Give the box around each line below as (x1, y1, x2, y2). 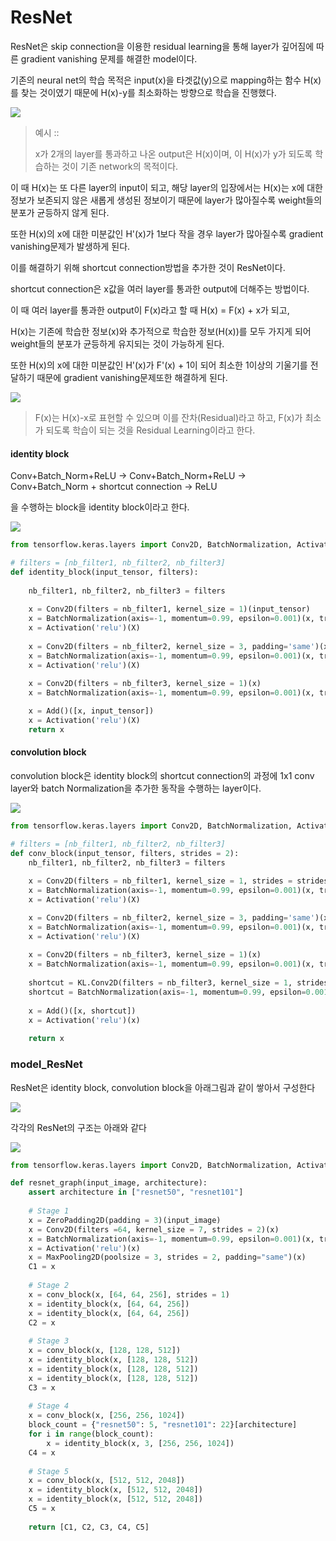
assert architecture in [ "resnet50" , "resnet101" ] (28, 1187, 244, 1198)
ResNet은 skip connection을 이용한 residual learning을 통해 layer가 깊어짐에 (10, 40, 315, 52)
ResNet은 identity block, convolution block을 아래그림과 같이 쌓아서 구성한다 (10, 1081, 316, 1093)
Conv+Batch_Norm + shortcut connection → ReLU (10, 481, 218, 493)
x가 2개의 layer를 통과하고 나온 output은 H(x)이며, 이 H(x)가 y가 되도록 (34, 147, 313, 160)
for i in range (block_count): (28, 1429, 155, 1440)
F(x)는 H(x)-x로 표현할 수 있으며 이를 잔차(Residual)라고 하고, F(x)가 (34, 411, 303, 423)
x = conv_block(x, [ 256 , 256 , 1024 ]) (28, 1411, 186, 1421)
